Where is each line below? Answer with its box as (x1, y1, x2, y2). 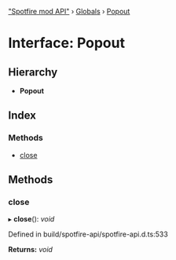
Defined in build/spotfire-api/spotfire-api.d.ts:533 (8, 229, 169, 239)
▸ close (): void (8, 214, 55, 224)
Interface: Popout (8, 35, 126, 52)
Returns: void (8, 245, 53, 255)
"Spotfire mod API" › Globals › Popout (8, 7, 130, 16)
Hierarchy (8, 65, 58, 79)
